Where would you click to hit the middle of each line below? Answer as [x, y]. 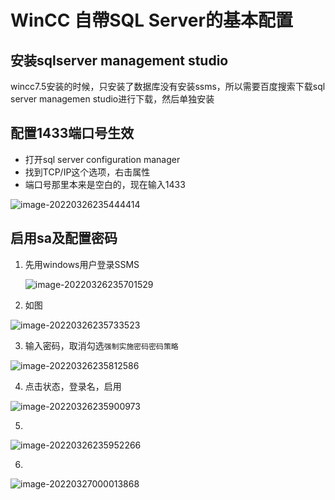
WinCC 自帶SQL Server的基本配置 [151, 20]
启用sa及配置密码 [64, 238]
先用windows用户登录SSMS [82, 264]
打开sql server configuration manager [102, 159]
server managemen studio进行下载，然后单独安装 [112, 99]
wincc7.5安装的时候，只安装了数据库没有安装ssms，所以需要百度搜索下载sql [168, 86]
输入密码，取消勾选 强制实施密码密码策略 [101, 345]
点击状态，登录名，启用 [73, 386]
